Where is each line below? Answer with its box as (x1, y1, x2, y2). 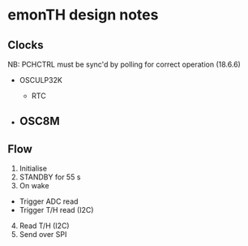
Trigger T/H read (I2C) (19, 205, 94, 215)
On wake (19, 181, 49, 191)
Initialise (19, 164, 48, 174)
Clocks (7, 38, 44, 52)
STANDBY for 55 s (19, 172, 81, 182)
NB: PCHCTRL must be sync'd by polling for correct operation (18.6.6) (7, 59, 241, 69)
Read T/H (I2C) (19, 221, 70, 231)
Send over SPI (19, 230, 67, 240)
